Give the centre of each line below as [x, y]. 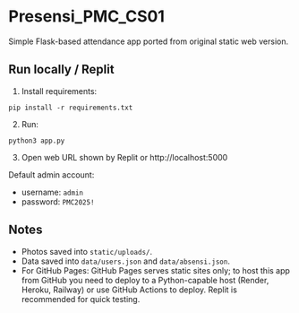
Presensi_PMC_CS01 [86, 17]
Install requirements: [59, 91]
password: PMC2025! [58, 201]
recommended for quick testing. [81, 299]
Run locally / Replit [61, 70]
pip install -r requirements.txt [71, 108]
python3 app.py [37, 141]
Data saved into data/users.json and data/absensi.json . [125, 261]
